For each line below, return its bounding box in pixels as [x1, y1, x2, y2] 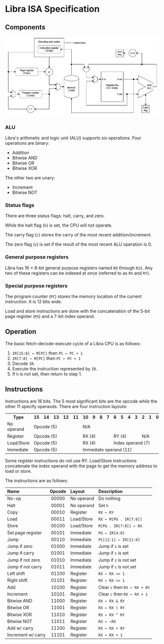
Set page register [7, 530, 42, 536]
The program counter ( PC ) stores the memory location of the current [5, 293, 142, 299]
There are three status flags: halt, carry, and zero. [5, 213, 105, 219]
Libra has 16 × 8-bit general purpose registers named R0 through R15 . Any [5, 265, 153, 271]
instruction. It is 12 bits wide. [5, 299, 62, 305]
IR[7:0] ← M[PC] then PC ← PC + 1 [12, 355, 81, 361]
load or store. [5, 468, 32, 474]
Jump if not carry [7, 564, 42, 569]
